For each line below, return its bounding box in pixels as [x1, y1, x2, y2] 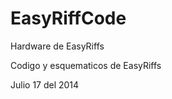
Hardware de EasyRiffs [10, 40, 105, 52]
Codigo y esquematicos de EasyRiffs [10, 59, 162, 71]
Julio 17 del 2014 [10, 78, 80, 91]
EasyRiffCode [10, 7, 127, 30]
